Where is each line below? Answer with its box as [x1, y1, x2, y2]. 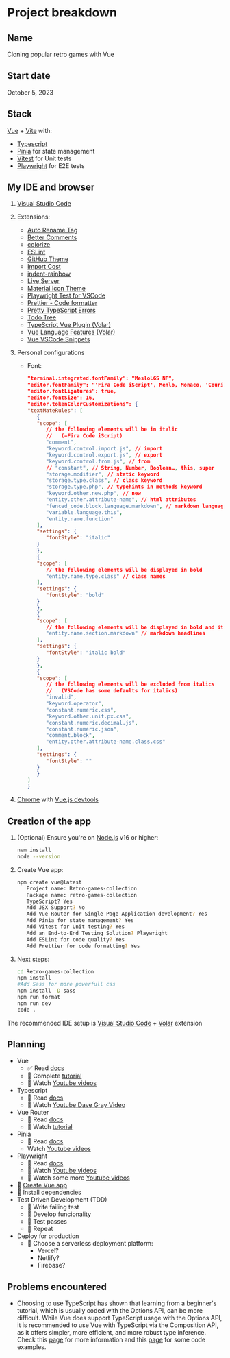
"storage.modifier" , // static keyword [45, 471, 159, 478]
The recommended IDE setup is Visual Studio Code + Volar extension [7, 1019, 203, 1027]
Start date [7, 70, 51, 82]
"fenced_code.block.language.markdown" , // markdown [45, 502, 200, 509]
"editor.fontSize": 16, [27, 394, 96, 402]
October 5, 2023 [7, 88, 53, 97]
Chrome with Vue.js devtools [16, 795, 99, 803]
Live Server [27, 277, 60, 285]
